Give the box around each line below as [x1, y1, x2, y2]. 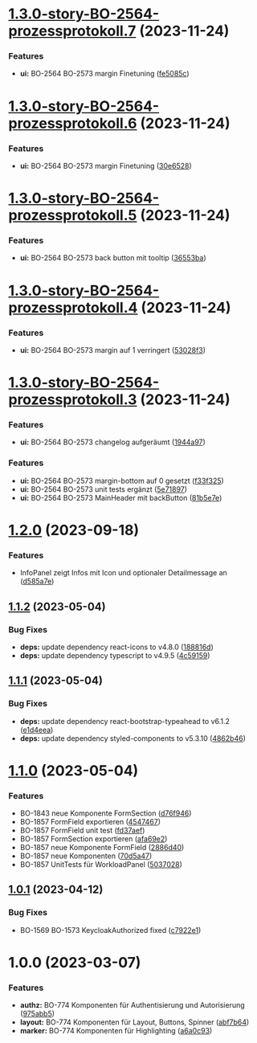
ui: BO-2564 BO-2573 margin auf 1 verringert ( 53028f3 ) [19, 345, 206, 354]
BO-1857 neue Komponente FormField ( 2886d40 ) [19, 843, 185, 853]
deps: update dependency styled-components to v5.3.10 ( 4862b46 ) [19, 733, 247, 743]
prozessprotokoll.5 [8, 207, 137, 225]
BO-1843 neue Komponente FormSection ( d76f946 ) [19, 808, 192, 818]
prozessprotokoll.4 [8, 298, 138, 317]
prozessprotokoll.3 [8, 391, 137, 409]
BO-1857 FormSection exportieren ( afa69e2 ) [19, 834, 168, 844]
